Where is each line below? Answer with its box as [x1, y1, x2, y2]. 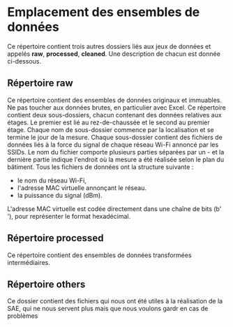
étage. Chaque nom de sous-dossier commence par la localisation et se [7, 125, 214, 133]
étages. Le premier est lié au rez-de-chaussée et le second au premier [7, 118, 211, 126]
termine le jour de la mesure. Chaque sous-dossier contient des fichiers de [7, 133, 223, 141]
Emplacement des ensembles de [7, 4, 200, 20]
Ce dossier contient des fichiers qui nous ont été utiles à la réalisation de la [7, 297, 223, 305]
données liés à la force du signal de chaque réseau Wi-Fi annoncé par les [7, 140, 219, 149]
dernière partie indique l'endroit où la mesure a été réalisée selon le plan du [7, 155, 225, 163]
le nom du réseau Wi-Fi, [17, 176, 87, 184]
